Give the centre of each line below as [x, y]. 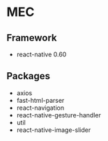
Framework [32, 38]
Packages [28, 76]
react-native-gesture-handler [59, 115]
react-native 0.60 [41, 54]
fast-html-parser [40, 100]
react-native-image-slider [54, 130]
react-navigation [40, 108]
